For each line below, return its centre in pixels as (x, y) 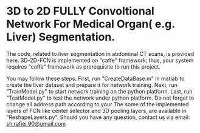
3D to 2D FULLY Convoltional (81, 11)
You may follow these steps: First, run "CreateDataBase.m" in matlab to (95, 78)
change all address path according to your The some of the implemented (98, 104)
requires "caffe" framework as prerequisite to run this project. (84, 66)
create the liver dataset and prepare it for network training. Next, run (92, 85)
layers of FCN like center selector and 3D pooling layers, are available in (96, 111)
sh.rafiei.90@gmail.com (36, 123)
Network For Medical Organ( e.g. (91, 24)
